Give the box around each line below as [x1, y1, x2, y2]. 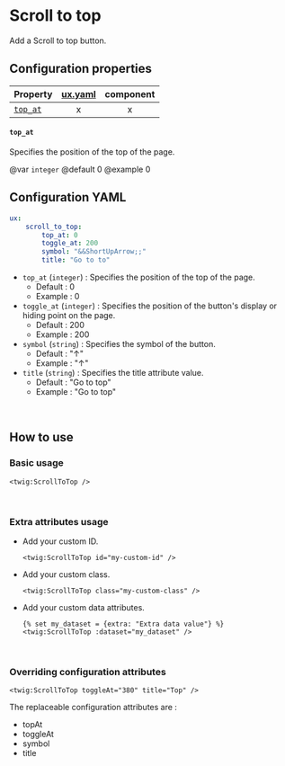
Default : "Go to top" [35, 377, 111, 387]
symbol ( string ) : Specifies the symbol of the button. [22, 339, 216, 350]
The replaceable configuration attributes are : [9, 702, 178, 713]
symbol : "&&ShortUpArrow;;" [41, 247, 147, 256]
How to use [9, 430, 74, 445]
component [104, 87, 156, 100]
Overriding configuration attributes [9, 665, 166, 678]
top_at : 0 [41, 230, 78, 239]
